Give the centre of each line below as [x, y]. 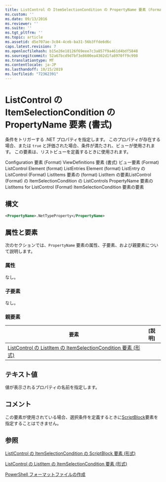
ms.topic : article [24, 38]
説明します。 [22, 251]
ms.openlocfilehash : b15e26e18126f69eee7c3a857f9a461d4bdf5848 [72, 51]
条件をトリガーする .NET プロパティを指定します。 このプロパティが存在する [83, 139]
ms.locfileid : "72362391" [32, 74]
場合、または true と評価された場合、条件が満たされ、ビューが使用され [78, 145]
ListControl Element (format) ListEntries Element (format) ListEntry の [75, 168]
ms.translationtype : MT [30, 60]
